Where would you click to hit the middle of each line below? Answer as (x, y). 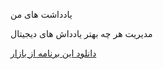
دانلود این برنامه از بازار (53, 53)
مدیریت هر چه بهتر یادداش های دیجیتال (81, 33)
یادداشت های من (41, 14)
